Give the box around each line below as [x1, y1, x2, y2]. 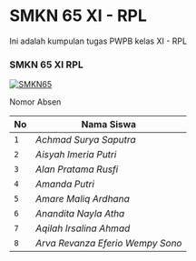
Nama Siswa [81, 118, 137, 131]
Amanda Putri [35, 178, 95, 191]
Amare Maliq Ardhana [35, 193, 130, 206]
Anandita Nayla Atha [35, 207, 125, 220]
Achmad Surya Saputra [35, 134, 136, 146]
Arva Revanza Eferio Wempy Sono [35, 237, 182, 250]
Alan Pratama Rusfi [35, 163, 119, 176]
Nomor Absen [9, 96, 62, 107]
